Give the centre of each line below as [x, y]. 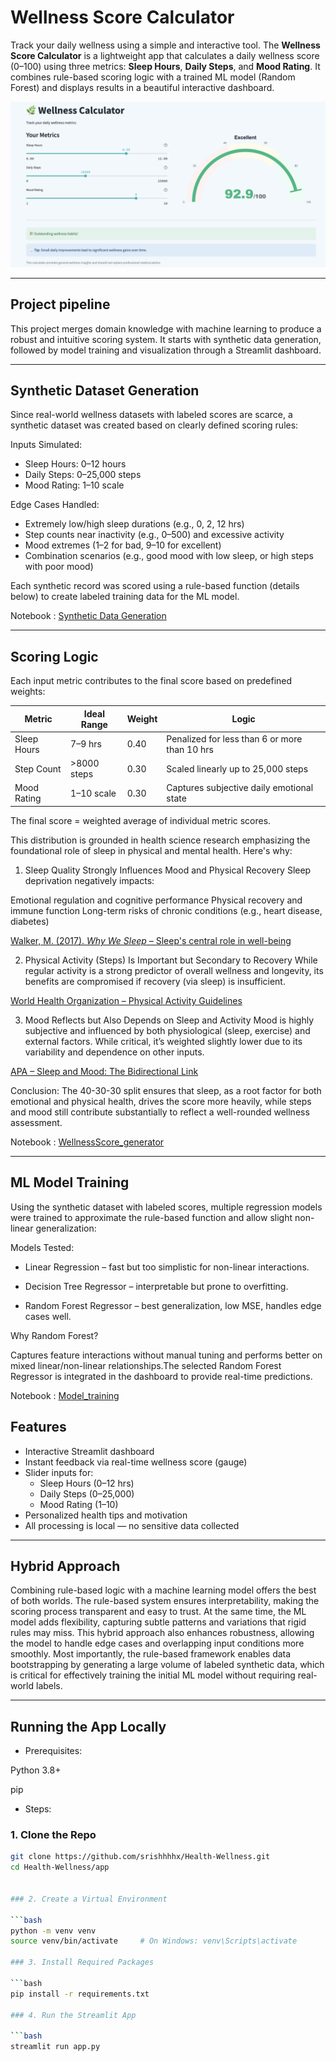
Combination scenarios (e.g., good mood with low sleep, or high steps [169, 556]
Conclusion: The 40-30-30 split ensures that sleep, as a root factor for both [166, 1090]
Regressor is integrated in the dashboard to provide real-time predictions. [161, 1376]
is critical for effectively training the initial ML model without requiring [153, 1675]
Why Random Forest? [54, 1335]
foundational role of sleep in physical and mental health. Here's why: [151, 850]
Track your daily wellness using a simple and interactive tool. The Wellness [165, 45]
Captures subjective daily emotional [240, 788]
